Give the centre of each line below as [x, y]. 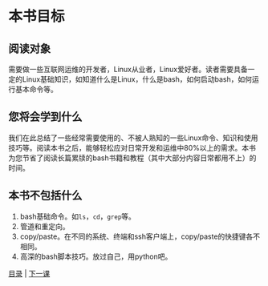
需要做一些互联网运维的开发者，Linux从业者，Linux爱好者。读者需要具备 [128, 69]
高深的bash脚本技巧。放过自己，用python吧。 [96, 256]
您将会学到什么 [45, 117]
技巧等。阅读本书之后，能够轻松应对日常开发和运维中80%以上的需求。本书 [132, 147]
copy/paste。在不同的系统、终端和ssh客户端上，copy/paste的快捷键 [133, 236]
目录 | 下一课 [29, 273]
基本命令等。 [36, 89]
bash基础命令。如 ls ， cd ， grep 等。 [78, 216]
